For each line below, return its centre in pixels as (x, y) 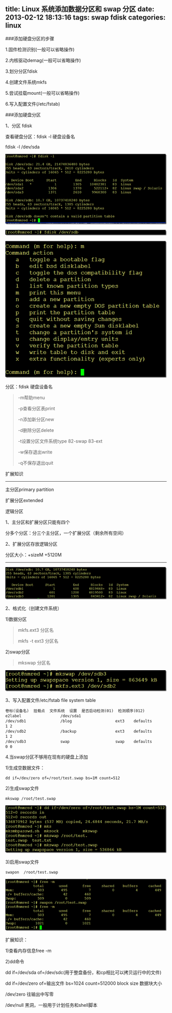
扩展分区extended (24, 500)
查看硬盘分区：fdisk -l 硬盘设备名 (40, 136)
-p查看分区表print (36, 408)
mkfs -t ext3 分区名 (38, 641)
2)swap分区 (18, 652)
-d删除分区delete (36, 430)
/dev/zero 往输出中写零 (29, 994)
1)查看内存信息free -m (28, 951)
